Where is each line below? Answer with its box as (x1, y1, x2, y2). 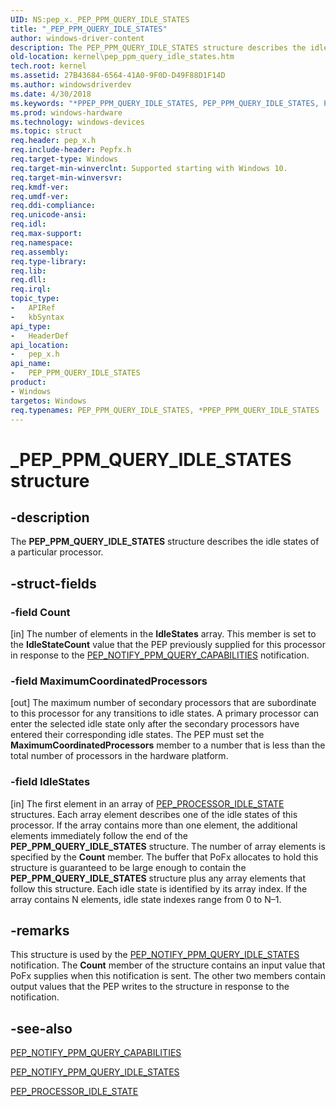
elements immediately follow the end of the (10, 829, 188, 841)
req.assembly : (10, 247, 70, 257)
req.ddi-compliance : (10, 201, 97, 211)
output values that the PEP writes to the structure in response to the (10, 981, 290, 993)
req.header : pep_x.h (10, 136, 97, 146)
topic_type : (10, 294, 60, 304)
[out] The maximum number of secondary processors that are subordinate (10, 697, 317, 709)
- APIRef (10, 303, 56, 313)
